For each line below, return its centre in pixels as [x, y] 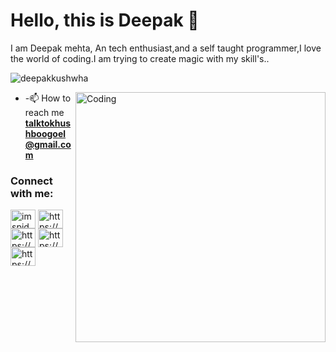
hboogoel [45, 133]
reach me [44, 112]
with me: [32, 193]
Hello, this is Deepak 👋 [105, 20]
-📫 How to [48, 98]
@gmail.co [48, 144]
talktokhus [48, 123]
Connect [31, 181]
